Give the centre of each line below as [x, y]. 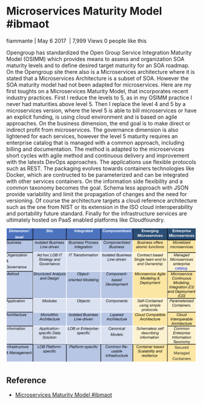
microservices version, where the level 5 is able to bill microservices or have [101, 110]
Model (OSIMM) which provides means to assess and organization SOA [95, 59]
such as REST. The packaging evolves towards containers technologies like [101, 168]
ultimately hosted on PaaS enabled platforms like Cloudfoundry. [86, 220]
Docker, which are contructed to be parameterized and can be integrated [98, 174]
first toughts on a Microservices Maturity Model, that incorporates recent [98, 91]
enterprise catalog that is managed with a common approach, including [95, 142]
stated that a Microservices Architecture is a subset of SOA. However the [98, 78]
